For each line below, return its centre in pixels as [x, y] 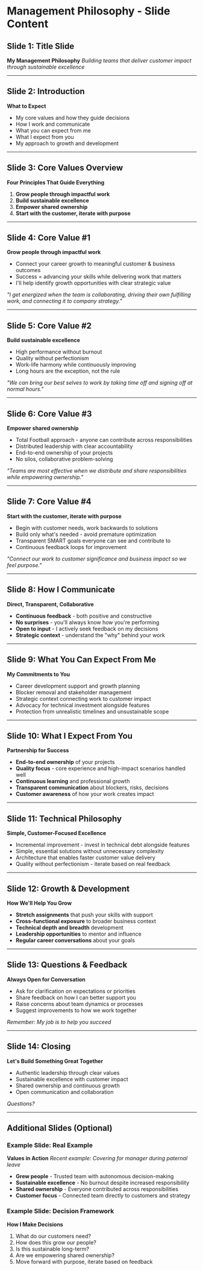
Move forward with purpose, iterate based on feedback [84, 1261]
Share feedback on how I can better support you [76, 997]
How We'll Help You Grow [39, 903]
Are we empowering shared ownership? [65, 1255]
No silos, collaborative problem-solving [64, 459]
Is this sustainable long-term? [52, 1249]
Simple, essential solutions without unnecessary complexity [90, 851]
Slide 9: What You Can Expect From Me [81, 660]
